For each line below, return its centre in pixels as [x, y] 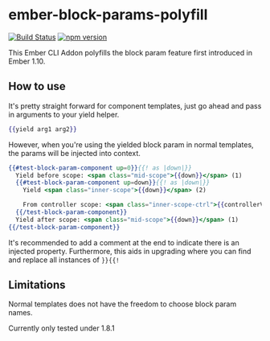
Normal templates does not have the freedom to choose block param [123, 304]
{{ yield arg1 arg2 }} [43, 129]
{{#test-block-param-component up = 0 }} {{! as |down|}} [100, 168]
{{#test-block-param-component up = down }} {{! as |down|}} [113, 183]
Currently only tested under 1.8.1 [61, 328]
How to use [37, 86]
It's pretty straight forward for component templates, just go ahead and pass [135, 105]
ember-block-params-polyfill [108, 15]
